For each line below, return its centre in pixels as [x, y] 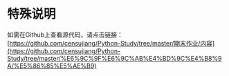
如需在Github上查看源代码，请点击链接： [65, 35]
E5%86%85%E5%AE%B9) [58, 66]
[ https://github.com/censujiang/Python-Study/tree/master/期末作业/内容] [111, 43]
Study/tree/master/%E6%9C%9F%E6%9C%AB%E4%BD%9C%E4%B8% [113, 58]
